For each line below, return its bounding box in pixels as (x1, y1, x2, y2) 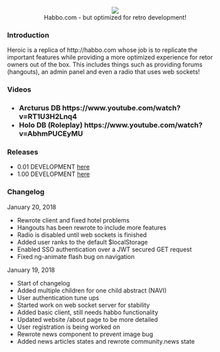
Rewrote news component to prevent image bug (16, 329, 154, 338)
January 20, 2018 (7, 203, 57, 211)
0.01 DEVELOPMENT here (16, 163, 90, 171)
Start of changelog (16, 279, 71, 287)
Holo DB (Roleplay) (19, 121, 83, 130)
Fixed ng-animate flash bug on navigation (16, 252, 135, 260)
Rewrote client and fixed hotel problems (16, 216, 130, 224)
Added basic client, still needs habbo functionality (16, 308, 159, 316)
